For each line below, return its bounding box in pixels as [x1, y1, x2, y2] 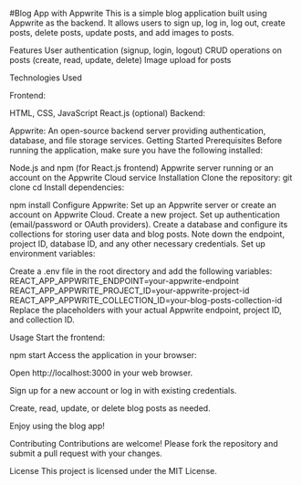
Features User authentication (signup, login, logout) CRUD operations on [9, 45, 283, 56]
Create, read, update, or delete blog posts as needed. [9, 403, 212, 414]
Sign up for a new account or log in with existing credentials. [9, 385, 237, 395]
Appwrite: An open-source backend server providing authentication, [9, 125, 266, 136]
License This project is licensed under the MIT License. [9, 466, 217, 476]
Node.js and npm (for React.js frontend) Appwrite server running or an [9, 163, 274, 173]
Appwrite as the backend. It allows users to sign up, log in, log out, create [9, 17, 286, 28]
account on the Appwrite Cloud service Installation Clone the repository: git [9, 173, 293, 183]
